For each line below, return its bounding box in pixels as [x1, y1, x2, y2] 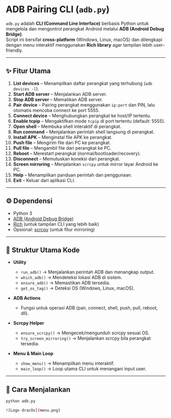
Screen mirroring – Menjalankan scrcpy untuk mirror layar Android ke [13, 161, 159, 167]
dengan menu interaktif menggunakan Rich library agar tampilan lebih [6, 42, 153, 48]
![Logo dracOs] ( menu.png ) [6, 408, 60, 413]
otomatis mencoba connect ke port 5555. [13, 107, 99, 113]
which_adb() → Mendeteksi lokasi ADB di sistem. [20, 274, 122, 281]
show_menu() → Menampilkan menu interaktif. [20, 360, 115, 366]
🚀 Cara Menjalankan [6, 385, 71, 394]
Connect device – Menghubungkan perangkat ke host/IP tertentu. [13, 113, 151, 119]
